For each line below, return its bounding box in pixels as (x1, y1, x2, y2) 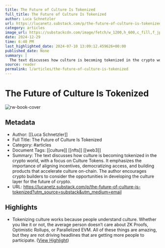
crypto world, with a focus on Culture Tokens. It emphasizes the (12, 157, 142, 163)
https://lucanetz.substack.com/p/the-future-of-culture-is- (23, 184, 141, 189)
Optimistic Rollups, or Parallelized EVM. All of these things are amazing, (12, 227, 157, 233)
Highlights (5, 203, 38, 212)
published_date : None (5, 48, 50, 53)
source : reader (5, 62, 36, 67)
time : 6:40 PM (5, 39, 34, 44)
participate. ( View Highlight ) (12, 237, 69, 243)
